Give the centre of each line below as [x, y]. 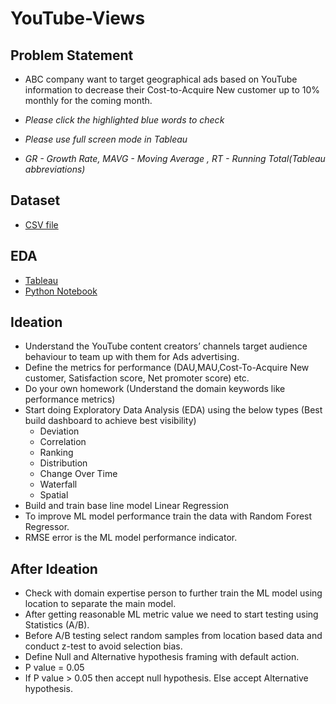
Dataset [35, 200]
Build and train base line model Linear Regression [126, 506]
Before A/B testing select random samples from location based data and [173, 636]
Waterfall [58, 484]
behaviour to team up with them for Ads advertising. [132, 357]
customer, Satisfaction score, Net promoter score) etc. [137, 378]
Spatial [54, 495]
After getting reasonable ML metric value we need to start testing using [171, 614]
